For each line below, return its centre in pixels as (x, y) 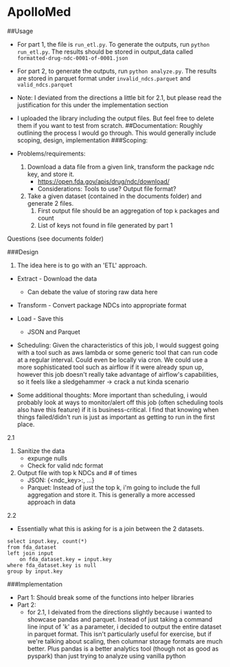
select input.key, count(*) (47, 541)
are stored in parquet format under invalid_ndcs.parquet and (104, 78)
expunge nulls (47, 458)
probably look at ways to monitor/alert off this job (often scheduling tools (120, 402)
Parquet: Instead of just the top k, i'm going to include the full (114, 487)
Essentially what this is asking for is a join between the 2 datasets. (111, 528)
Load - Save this (40, 318)
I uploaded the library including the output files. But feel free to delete (115, 118)
